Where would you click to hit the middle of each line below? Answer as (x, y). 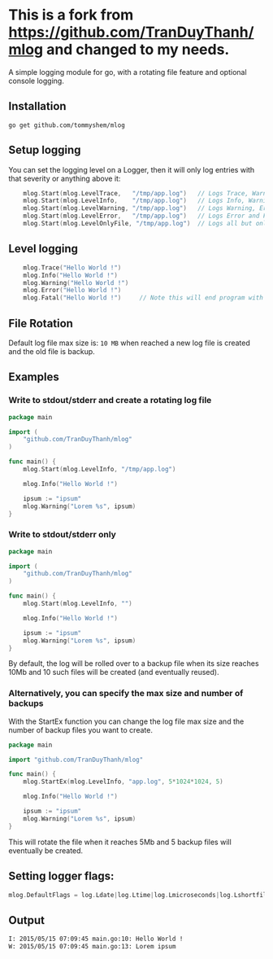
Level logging (43, 249)
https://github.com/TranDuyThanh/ (131, 32)
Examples (34, 377)
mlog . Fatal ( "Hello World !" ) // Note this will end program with (143, 298)
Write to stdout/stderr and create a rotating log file (110, 401)
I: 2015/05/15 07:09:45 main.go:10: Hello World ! (96, 939)
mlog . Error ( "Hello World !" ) (72, 291)
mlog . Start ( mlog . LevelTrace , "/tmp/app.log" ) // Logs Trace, (136, 193)
